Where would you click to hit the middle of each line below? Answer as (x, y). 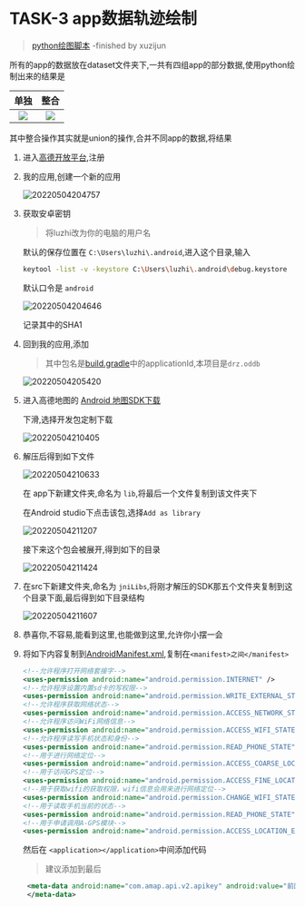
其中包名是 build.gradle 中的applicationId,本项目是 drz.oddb (152, 363)
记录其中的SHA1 (53, 324)
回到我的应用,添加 (55, 344)
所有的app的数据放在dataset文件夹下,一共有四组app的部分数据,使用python (148, 64)
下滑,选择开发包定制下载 (68, 419)
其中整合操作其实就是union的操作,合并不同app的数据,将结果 (121, 138)
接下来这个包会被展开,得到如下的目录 (91, 549)
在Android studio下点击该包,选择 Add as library (112, 512)
